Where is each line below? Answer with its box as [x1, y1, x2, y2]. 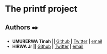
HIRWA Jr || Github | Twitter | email [12, 43, 84, 49]
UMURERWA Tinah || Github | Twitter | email [12, 39, 102, 44]
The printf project [5, 3, 78, 14]
